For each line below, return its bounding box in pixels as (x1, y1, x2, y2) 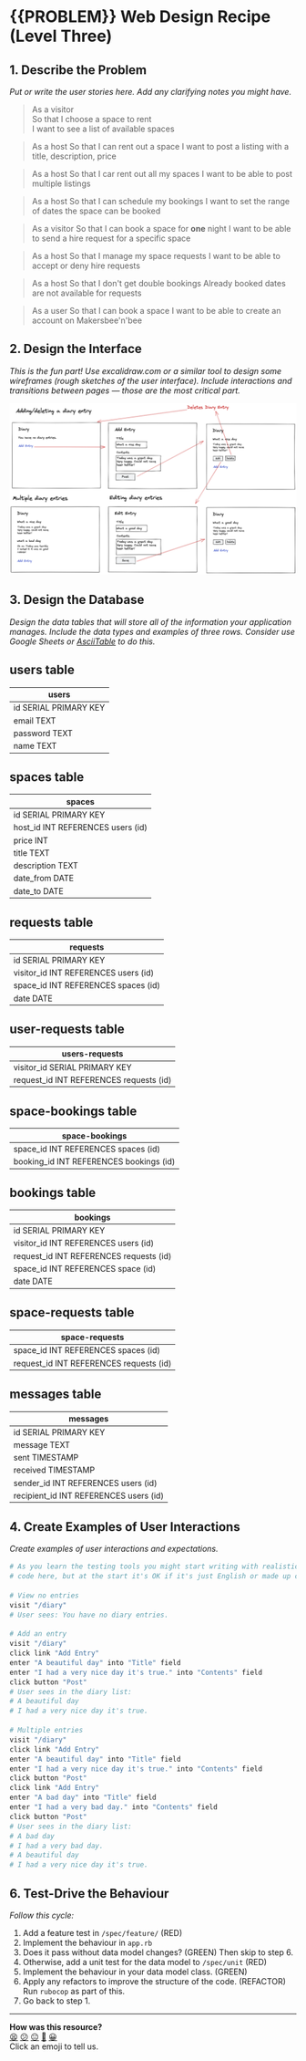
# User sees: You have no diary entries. (9, 1610, 169, 1619)
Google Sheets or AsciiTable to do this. (9, 636, 156, 647)
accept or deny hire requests (31, 260, 141, 271)
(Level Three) (9, 26, 113, 47)
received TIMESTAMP (13, 1464, 96, 1475)
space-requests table (9, 1305, 135, 1320)
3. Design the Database (9, 592, 145, 608)
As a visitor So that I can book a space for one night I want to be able (31, 224, 291, 234)
